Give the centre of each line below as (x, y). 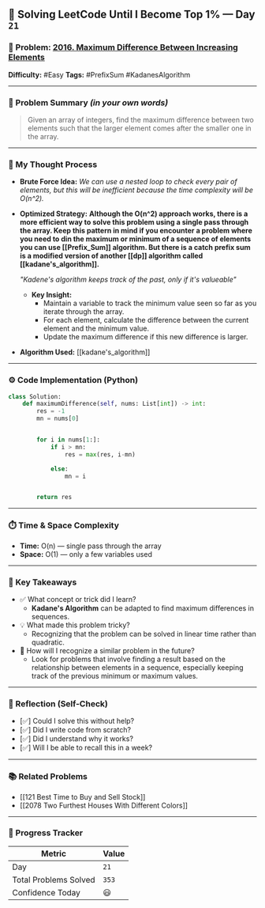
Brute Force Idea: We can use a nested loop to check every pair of (129, 182)
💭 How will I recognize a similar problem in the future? (107, 650)
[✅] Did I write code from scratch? (75, 730)
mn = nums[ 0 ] (58, 419)
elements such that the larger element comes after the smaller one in (139, 128)
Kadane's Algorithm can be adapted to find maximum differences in (143, 608)
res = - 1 (51, 411)
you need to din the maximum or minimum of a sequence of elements (135, 239)
